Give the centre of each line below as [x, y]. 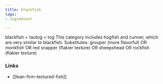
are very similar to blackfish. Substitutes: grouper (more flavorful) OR [76, 42]
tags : [11, 14]
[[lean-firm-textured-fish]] [39, 77]
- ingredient [19, 19]
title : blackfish [23, 10]
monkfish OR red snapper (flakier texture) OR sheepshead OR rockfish [77, 48]
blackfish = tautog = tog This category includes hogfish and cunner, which [82, 37]
